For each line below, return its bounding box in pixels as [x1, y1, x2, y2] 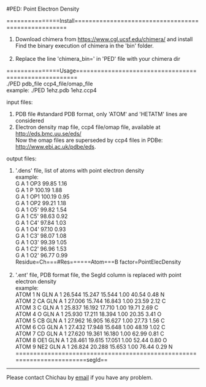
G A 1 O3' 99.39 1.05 [15, 239, 67, 246]
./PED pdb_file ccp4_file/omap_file [6, 80, 93, 87]
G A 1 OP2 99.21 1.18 [15, 200, 66, 206]
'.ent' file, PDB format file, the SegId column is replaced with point [15, 272, 182, 278]
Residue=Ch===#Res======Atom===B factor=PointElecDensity [15, 258, 181, 265]
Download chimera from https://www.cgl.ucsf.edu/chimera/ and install [15, 36, 193, 42]
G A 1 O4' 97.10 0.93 [15, 225, 66, 233]
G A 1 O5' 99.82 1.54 [15, 206, 67, 213]
